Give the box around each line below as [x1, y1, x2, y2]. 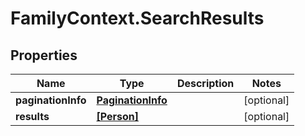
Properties [10, 47, 78, 64]
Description [176, 77, 235, 90]
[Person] [96, 110, 139, 123]
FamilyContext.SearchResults [10, 7, 265, 30]
